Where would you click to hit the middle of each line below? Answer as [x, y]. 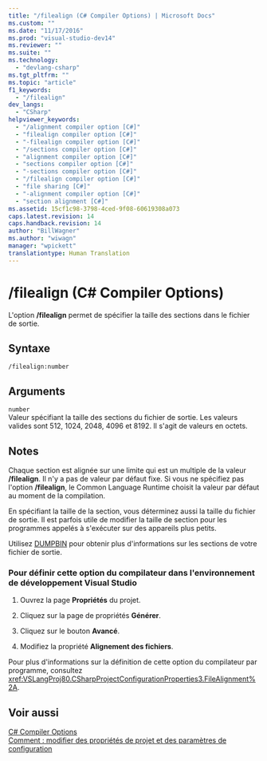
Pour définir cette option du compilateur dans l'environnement [132, 573]
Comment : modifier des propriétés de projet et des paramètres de [118, 740]
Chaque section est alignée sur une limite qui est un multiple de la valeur [128, 470]
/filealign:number [39, 367]
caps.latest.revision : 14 [51, 216]
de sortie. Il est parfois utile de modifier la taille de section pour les [118, 519]
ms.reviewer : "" [35, 46]
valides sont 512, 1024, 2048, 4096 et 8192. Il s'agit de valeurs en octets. [128, 426]
